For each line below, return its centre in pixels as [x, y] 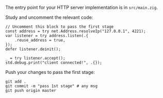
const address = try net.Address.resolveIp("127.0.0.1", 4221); [76, 31]
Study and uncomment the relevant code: [49, 17]
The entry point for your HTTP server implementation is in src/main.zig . [81, 7]
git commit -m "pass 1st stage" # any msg [51, 86]
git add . [16, 82]
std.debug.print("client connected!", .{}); [54, 63]
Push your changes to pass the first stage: [50, 72]
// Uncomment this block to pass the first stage [60, 27]
